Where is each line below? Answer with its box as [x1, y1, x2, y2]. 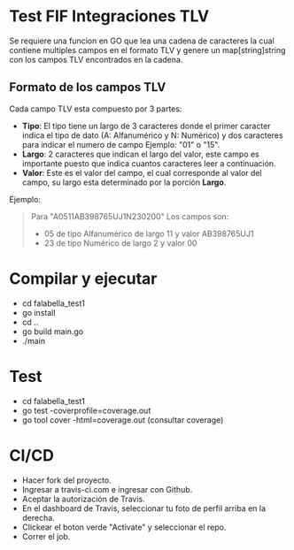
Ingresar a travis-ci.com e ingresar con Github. [21, 484, 193, 494]
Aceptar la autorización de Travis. [21, 493, 145, 504]
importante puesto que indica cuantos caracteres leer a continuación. [21, 157, 276, 169]
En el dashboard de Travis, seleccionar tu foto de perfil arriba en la [21, 502, 267, 514]
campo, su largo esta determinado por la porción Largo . [21, 177, 227, 187]
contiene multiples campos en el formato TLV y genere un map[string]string [9, 44, 286, 55]
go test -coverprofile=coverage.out [21, 405, 151, 416]
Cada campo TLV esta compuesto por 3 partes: [9, 103, 182, 114]
